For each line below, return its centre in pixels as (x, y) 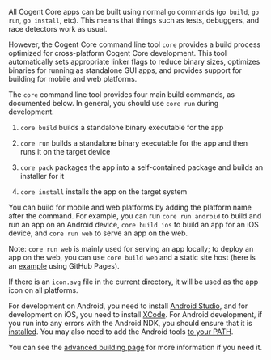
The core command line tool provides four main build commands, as (122, 95)
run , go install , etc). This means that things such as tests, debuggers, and (134, 20)
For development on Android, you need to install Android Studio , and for (128, 306)
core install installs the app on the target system (104, 192)
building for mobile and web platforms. (73, 79)
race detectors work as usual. (58, 29)
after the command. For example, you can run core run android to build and (135, 216)
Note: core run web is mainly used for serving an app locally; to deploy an (131, 249)
